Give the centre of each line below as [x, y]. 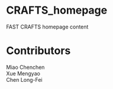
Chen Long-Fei [24, 80]
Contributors [38, 51]
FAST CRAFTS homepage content [47, 27]
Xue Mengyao [23, 73]
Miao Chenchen [25, 67]
